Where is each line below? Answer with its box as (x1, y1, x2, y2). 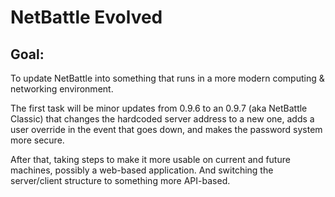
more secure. (10, 134, 65, 146)
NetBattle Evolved (10, 6, 163, 29)
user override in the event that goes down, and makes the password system (10, 124, 323, 135)
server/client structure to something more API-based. (10, 175, 231, 186)
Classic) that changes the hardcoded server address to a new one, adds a (10, 113, 315, 125)
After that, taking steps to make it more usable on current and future (10, 154, 291, 165)
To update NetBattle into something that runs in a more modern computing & (10, 72, 325, 84)
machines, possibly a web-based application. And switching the (10, 164, 274, 176)
